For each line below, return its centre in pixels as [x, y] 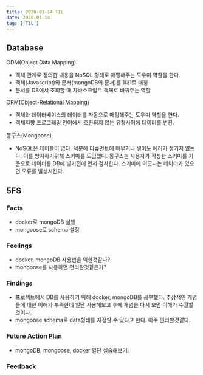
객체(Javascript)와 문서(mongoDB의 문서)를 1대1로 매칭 [81, 83]
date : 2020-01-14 [28, 18]
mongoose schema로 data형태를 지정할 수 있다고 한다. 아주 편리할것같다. [103, 320]
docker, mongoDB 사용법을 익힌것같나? [63, 260]
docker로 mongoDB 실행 [45, 222]
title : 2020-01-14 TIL [35, 12]
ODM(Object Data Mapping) [41, 63]
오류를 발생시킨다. [43, 171]
